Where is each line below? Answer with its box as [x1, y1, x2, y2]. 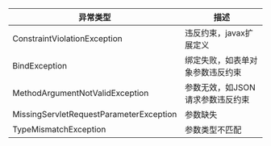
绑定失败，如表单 [185, 55, 250, 65]
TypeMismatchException [12, 124, 106, 135]
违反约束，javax [185, 27, 246, 39]
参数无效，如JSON [185, 82, 256, 93]
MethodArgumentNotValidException [12, 88, 149, 98]
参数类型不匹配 [185, 124, 242, 136]
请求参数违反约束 [185, 94, 250, 105]
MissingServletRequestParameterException [12, 109, 177, 119]
